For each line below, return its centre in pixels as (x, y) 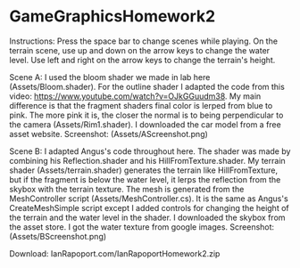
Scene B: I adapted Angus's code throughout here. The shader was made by (150, 151)
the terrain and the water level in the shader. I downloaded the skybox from (147, 217)
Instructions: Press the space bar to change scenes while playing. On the (144, 41)
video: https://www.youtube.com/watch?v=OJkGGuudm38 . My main (135, 96)
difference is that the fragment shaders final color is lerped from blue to (141, 105)
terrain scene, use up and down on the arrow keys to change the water (140, 50)
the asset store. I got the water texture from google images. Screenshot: (142, 227)
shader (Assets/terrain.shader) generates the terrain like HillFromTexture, (144, 170)
